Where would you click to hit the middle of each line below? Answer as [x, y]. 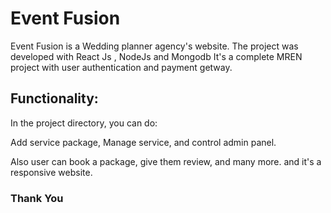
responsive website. [51, 172]
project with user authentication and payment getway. [121, 67]
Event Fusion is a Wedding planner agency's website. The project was [154, 46]
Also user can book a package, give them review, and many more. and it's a [166, 161]
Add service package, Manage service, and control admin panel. [143, 142]
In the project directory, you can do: [84, 123]
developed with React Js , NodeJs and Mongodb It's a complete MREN [156, 56]
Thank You [37, 198]
